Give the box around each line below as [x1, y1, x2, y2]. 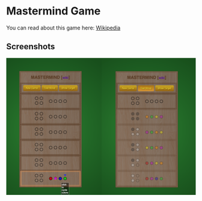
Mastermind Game [6, 4, 101, 18]
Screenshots [6, 42, 55, 52]
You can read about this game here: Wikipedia [6, 24, 121, 31]
